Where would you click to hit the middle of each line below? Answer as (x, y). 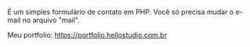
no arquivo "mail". (51, 20)
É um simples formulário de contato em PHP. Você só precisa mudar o (121, 12)
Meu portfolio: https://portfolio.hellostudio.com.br (87, 35)
